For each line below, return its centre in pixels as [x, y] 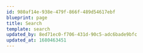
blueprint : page [27, 18]
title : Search [24, 23]
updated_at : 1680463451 [37, 40]
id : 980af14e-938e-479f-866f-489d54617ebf [61, 12]
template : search [28, 29]
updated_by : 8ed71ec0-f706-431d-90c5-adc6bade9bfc [72, 35]
